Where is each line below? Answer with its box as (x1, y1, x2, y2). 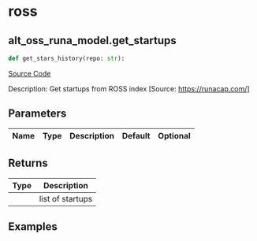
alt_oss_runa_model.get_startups (8, 34, 177, 47)
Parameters (8, 107, 67, 120)
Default (121, 130, 151, 141)
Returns (8, 157, 49, 170)
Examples (8, 220, 58, 233)
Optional (157, 130, 191, 141)
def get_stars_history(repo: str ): (8, 54, 125, 62)
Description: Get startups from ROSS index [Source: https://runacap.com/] (8, 83, 250, 93)
